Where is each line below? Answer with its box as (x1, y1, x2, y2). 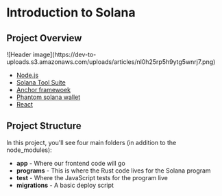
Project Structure (6, 120, 82, 132)
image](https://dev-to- (32, 50, 97, 58)
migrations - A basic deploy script (16, 181, 114, 189)
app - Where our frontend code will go (16, 159, 126, 167)
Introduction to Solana (6, 5, 136, 21)
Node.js (16, 71, 39, 79)
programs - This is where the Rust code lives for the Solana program (16, 166, 211, 175)
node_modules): (6, 146, 52, 154)
